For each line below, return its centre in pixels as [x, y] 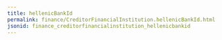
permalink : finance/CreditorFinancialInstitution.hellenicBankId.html [111, 20]
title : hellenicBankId [40, 13]
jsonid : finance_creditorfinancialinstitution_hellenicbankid [99, 26]
